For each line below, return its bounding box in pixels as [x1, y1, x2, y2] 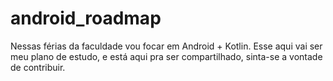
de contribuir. [10, 61, 66, 73]
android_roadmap [10, 7, 162, 30]
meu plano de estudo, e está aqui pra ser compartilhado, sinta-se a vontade [10, 50, 323, 62]
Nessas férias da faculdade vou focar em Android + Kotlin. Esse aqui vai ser [10, 40, 323, 52]
